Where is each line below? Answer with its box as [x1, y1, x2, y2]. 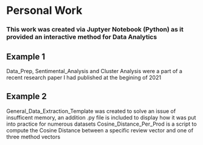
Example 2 [6, 91, 47, 101]
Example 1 [6, 51, 46, 62]
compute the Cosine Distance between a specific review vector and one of [6, 126, 193, 134]
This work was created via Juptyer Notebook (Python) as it [6, 25, 184, 34]
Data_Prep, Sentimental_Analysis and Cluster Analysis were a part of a [6, 67, 182, 74]
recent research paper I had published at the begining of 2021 [6, 74, 162, 81]
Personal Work [6, 4, 83, 18]
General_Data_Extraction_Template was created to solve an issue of [6, 107, 176, 115]
